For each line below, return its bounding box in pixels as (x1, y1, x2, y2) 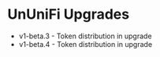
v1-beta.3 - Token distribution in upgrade (18, 31, 152, 41)
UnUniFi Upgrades (7, 5, 130, 23)
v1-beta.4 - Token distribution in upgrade (18, 39, 153, 48)
